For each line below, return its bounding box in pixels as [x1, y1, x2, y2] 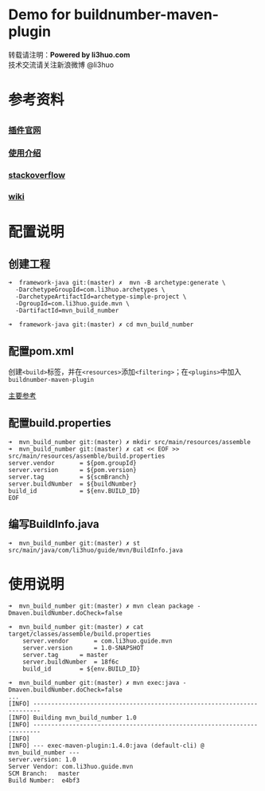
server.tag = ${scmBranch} [8, 473, 130, 481]
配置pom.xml [8, 344, 74, 358]
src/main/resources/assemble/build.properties [8, 452, 166, 460]
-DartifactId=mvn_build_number [15, 307, 119, 315]
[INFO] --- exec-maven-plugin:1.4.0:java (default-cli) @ [8, 742, 205, 750]
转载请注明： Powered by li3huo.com [8, 49, 131, 59]
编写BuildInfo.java [8, 517, 99, 531]
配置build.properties [8, 416, 111, 430]
